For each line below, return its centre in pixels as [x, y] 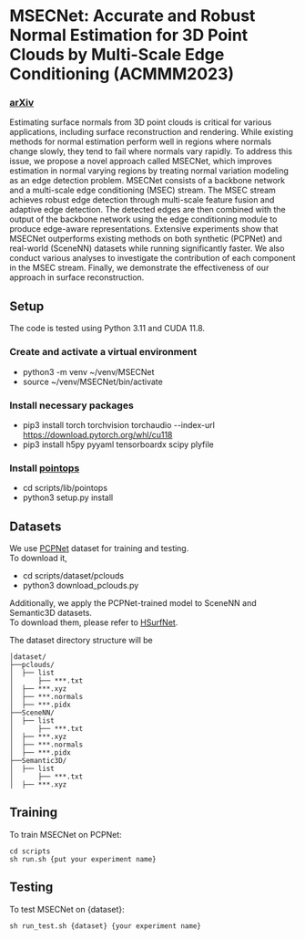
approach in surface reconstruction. [77, 277]
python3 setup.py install [68, 497]
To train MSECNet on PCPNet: [66, 834]
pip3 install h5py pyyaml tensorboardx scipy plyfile [118, 444]
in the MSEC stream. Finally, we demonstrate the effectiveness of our [139, 268]
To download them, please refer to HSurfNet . [94, 622]
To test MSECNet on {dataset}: [67, 909]
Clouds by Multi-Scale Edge [117, 55]
